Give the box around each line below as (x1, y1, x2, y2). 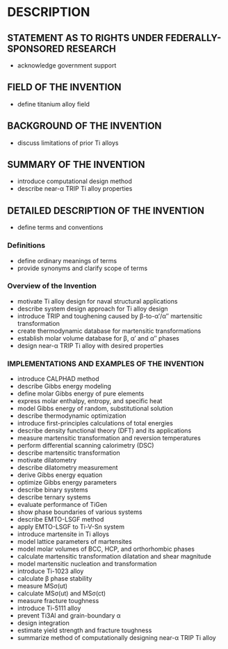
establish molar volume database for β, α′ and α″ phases (17, 334, 179, 342)
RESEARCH (66, 42, 116, 54)
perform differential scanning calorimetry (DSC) (17, 441, 154, 450)
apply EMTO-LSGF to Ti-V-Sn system (17, 523, 125, 531)
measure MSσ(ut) (17, 582, 68, 591)
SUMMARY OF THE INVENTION (7, 159, 145, 171)
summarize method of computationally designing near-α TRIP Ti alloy (17, 634, 217, 642)
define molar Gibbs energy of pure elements (17, 389, 145, 398)
